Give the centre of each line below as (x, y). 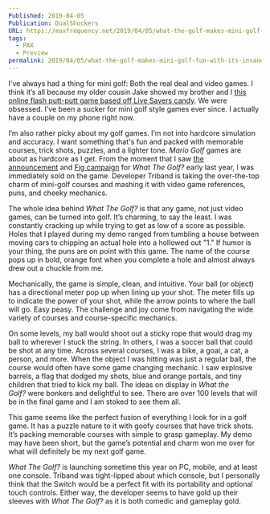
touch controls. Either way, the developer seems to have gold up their (123, 492)
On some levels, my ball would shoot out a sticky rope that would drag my (131, 333)
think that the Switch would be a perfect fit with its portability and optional (131, 483)
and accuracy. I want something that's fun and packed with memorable (126, 141)
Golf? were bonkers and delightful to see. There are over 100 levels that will (133, 393)
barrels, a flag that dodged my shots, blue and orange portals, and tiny (125, 376)
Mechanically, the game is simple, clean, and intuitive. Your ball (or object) (131, 284)
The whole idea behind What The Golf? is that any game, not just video (126, 208)
